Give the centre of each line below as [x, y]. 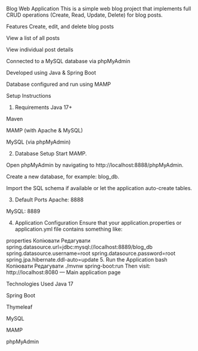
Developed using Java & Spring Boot [51, 73]
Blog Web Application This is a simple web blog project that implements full [99, 9]
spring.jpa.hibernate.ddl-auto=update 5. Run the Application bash [87, 260]
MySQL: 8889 [23, 211]
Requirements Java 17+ [44, 107]
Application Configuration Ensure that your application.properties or [98, 223]
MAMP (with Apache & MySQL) [45, 130]
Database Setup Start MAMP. [51, 153]
